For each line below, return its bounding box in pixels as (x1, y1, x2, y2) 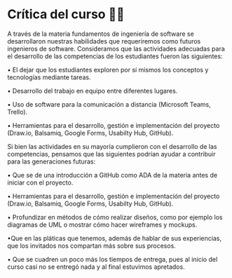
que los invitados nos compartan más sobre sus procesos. (7, 241, 177, 250)
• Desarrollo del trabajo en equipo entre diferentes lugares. (7, 86, 178, 95)
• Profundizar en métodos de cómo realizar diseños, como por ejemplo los (7, 213, 223, 221)
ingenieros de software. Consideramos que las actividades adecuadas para (7, 44, 226, 53)
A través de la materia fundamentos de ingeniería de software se (7, 29, 194, 38)
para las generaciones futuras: (7, 157, 96, 166)
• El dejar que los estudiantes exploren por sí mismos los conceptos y (7, 65, 209, 74)
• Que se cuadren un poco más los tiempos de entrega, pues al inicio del (7, 255, 218, 263)
